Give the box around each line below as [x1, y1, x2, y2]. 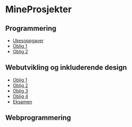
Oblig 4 [12, 93, 29, 99]
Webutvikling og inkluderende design [5, 63, 127, 72]
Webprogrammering [5, 114, 71, 122]
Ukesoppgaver [12, 37, 44, 44]
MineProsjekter [5, 4, 72, 15]
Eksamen [12, 98, 32, 104]
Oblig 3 [12, 88, 29, 94]
